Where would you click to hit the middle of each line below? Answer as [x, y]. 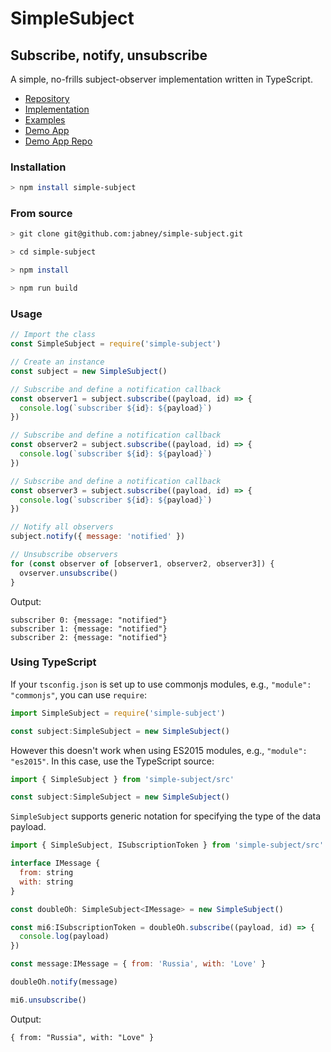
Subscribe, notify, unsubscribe [109, 55]
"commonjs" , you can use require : [78, 694]
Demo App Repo [58, 141]
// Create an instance [57, 362]
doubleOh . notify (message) [64, 982]
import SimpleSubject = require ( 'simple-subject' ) [118, 713]
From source [41, 214]
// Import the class [53, 335]
